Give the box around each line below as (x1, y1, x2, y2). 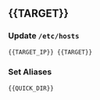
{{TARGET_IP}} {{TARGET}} (8, 48, 92, 56)
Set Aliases (8, 66, 52, 77)
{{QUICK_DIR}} (8, 84, 55, 92)
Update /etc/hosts (8, 30, 80, 41)
